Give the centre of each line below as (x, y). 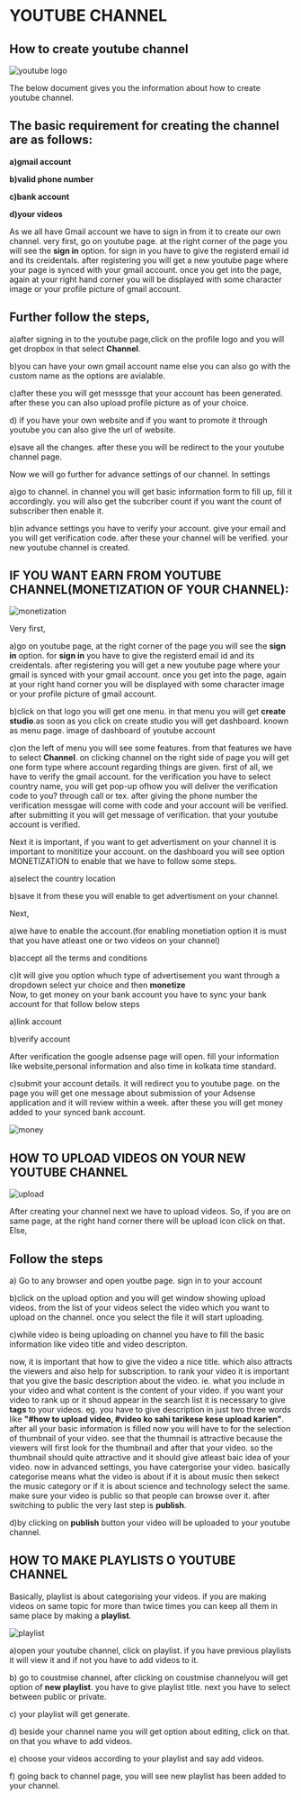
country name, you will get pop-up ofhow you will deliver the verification (144, 786)
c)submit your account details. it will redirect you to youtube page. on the (145, 1084)
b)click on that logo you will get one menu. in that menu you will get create (147, 712)
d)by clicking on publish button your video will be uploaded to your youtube (150, 1523)
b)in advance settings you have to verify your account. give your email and (147, 528)
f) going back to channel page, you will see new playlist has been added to (148, 1776)
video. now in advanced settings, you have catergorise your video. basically (150, 1467)
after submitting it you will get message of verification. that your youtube (144, 815)
